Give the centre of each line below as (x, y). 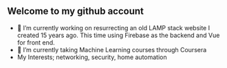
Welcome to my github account (76, 11)
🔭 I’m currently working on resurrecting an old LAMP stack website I (113, 27)
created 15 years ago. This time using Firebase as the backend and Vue (118, 35)
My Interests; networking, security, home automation (92, 57)
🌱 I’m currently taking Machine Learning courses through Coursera (112, 49)
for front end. (36, 42)
